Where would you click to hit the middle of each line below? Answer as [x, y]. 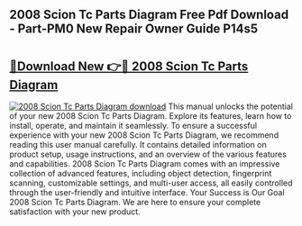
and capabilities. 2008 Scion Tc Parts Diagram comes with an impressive [145, 164]
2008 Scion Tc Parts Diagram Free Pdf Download [149, 15]
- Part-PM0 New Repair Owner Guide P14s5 [134, 29]
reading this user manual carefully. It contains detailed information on [138, 145]
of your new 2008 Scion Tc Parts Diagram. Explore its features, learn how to [151, 116]
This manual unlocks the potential [230, 106]
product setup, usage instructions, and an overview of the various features [148, 154]
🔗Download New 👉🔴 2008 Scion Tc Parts [129, 66]
